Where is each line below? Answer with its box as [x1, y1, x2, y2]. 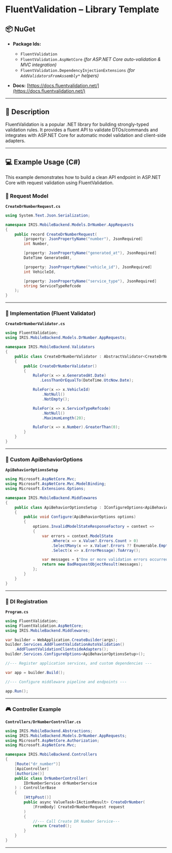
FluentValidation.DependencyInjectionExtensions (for [20, 67, 135, 73]
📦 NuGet [5, 25, 36, 33]
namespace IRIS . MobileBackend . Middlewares [5, 495, 97, 501]
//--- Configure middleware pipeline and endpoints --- [5, 679, 127, 684]
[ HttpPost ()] [24, 795, 52, 800]
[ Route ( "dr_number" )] [14, 762, 60, 767]
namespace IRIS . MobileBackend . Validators [5, 345, 95, 350]
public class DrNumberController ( [14, 776, 88, 781]
